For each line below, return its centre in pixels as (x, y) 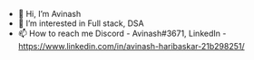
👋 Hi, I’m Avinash (49, 14)
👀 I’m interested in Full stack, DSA (81, 23)
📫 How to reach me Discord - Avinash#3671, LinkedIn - (122, 33)
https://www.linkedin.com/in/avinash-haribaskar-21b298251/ (131, 46)
